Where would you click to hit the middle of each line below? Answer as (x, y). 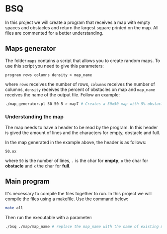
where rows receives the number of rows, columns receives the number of (80, 84)
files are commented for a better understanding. (54, 33)
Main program (27, 182)
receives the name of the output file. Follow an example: (63, 94)
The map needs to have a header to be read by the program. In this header (82, 127)
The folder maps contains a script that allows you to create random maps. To (83, 61)
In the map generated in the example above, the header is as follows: (76, 142)
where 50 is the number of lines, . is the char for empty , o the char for (77, 160)
